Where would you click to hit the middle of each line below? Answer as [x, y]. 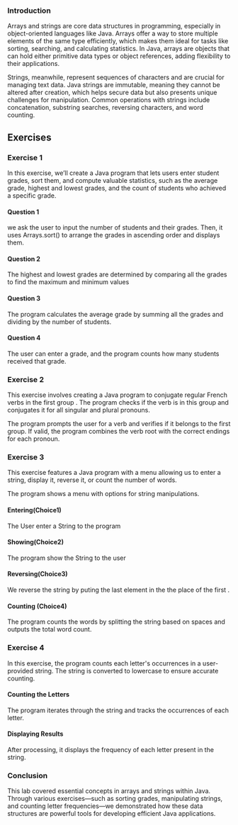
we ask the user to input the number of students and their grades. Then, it [115, 228]
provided [21, 670]
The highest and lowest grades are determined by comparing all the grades [117, 274]
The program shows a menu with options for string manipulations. [103, 494]
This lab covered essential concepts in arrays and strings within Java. [109, 791]
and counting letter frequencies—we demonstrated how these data [105, 806]
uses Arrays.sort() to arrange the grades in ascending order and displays [114, 235]
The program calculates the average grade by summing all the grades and [115, 314]
